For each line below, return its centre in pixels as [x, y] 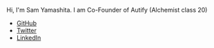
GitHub [27, 23]
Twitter [27, 31]
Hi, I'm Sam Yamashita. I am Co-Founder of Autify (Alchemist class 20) [107, 10]
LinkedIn [29, 38]
